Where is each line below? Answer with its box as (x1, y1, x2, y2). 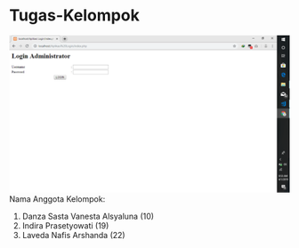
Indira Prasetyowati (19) (21, 220, 109, 231)
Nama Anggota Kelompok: (9, 193, 106, 204)
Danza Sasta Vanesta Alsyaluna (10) (21, 211, 154, 221)
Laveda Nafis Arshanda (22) (21, 229, 126, 240)
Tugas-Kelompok (9, 5, 140, 26)
